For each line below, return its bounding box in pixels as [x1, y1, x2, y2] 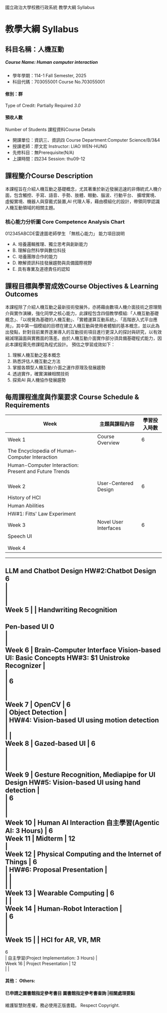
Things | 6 [5, 858, 37, 866]
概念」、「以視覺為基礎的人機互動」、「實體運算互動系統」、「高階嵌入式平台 [5, 316, 153, 323]
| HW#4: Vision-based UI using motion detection [5, 716, 159, 724]
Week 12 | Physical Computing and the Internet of [5, 850, 162, 858]
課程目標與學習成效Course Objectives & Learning [5, 282, 159, 291]
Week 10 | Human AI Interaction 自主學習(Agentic [5, 819, 160, 827]
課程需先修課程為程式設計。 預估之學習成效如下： [13, 341, 115, 347]
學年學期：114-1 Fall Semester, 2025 [12, 72, 86, 78]
